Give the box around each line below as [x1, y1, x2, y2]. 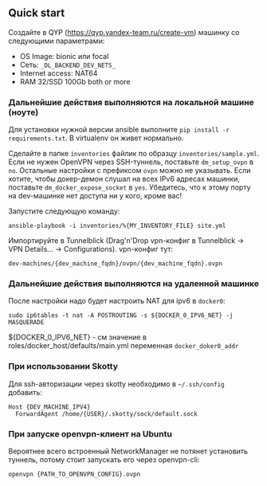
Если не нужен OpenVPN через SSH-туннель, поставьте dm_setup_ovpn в [8, 157, 253, 167]
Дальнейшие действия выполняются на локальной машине [8, 96, 255, 108]
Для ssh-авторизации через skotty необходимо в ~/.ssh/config [8, 378, 225, 389]
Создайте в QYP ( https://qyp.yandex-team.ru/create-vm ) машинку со [8, 27, 240, 37]
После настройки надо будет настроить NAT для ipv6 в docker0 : [8, 296, 226, 306]
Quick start [8, 6, 65, 20]
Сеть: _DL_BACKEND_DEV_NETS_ [19, 60, 116, 69]
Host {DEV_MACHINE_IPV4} [8, 402, 91, 411]
